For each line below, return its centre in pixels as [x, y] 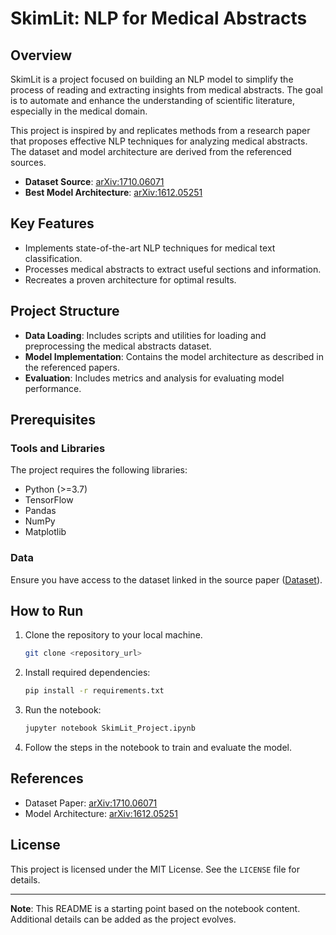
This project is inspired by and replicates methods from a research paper [160, 130]
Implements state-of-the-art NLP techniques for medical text [150, 248]
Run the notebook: [63, 710]
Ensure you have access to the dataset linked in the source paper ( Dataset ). [166, 579]
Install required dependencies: [87, 673]
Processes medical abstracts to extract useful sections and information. [173, 269]
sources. [28, 162]
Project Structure [65, 311]
